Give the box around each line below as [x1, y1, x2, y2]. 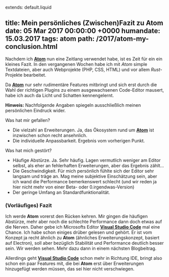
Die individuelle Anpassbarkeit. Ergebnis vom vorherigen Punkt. [12, 137, 145, 144]
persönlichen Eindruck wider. [5, 107, 66, 113]
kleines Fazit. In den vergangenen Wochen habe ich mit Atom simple [5, 61, 147, 67]
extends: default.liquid [5, 5, 52, 10]
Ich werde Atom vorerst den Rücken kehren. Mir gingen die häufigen [5, 214, 148, 220]
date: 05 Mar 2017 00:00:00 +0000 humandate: [5, 27, 160, 35]
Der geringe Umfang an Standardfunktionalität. [12, 189, 110, 195]
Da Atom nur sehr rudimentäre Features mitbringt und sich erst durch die [5, 82, 157, 88]
